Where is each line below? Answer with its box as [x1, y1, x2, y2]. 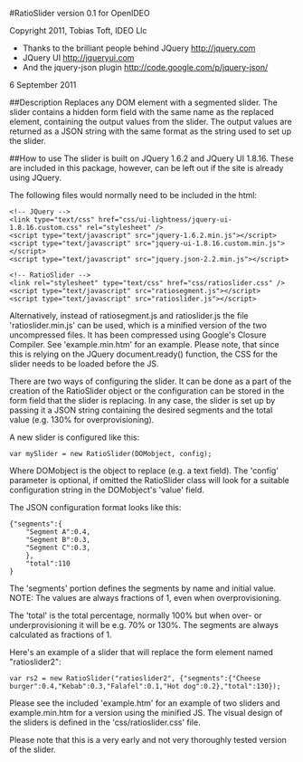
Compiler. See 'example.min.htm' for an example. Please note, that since [9, 339, 279, 349]
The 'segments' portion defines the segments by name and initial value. [9, 583, 277, 594]
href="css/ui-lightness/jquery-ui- [98, 215, 232, 224]
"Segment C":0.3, [25, 543, 91, 552]
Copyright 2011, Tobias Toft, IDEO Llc [9, 25, 147, 35]
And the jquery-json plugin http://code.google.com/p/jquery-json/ [22, 62, 269, 72]
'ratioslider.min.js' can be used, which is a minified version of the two [9, 320, 267, 330]
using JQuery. [9, 172, 62, 183]
